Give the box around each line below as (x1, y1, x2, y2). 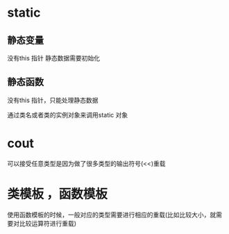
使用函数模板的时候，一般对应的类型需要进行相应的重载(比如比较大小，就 (7, 210, 217, 219)
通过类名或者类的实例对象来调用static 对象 (7, 110, 128, 119)
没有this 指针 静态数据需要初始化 (7, 54, 101, 62)
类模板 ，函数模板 (7, 186, 108, 202)
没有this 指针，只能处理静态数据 (7, 96, 99, 104)
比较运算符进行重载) (19, 219, 77, 227)
